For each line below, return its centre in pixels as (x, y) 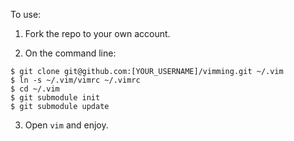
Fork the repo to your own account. (97, 33)
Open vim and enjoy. (66, 125)
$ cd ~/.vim (35, 89)
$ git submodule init (55, 98)
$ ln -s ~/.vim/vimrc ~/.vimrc (75, 80)
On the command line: (70, 53)
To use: (26, 14)
